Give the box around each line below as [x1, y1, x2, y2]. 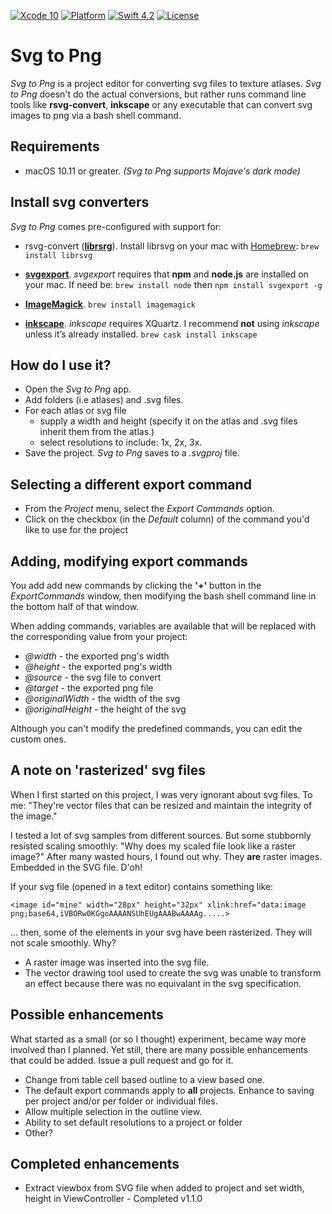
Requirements [10, 138, 100, 155]
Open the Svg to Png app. [24, 383, 132, 395]
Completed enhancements [10, 1156, 180, 1173]
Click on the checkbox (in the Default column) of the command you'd [24, 513, 310, 525]
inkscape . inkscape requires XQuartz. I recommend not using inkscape [24, 317, 320, 329]
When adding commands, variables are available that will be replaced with [10, 620, 317, 632]
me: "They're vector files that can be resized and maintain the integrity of [10, 799, 313, 811]
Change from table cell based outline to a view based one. [24, 1073, 266, 1085]
